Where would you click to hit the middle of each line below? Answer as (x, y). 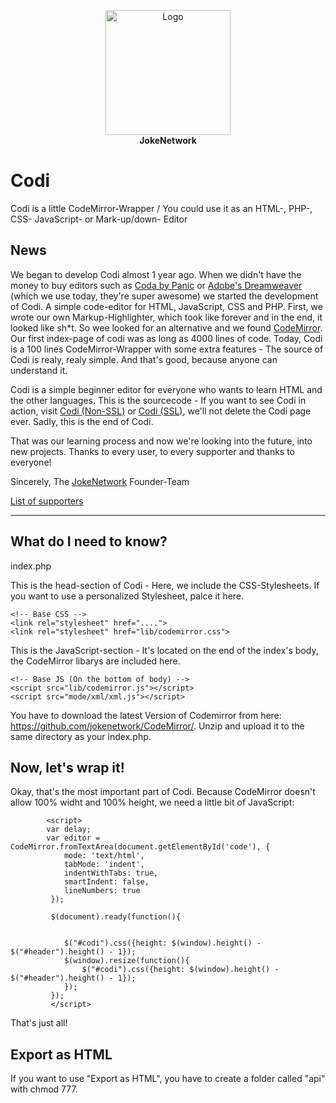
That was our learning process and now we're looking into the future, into (161, 441)
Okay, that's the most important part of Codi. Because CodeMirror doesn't (163, 792)
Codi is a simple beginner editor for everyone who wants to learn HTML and (166, 389)
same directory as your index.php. (81, 736)
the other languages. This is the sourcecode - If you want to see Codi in (158, 400)
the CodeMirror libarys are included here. (95, 661)
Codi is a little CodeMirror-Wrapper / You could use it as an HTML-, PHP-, (161, 208)
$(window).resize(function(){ (126, 961)
